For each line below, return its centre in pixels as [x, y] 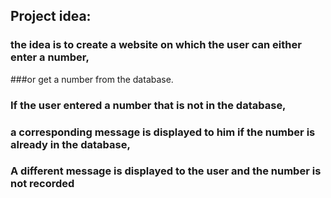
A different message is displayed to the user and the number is [166, 171]
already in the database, [70, 144]
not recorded [42, 184]
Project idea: [51, 16]
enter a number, [50, 57]
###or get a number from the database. [92, 79]
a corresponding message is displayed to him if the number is [163, 132]
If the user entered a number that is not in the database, [148, 105]
